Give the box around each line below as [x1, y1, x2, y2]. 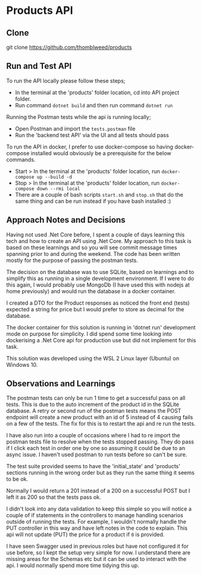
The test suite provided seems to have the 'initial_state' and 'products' [6, 463, 181, 470]
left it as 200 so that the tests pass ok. [6, 494, 101, 501]
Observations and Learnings [6, 378, 116, 389]
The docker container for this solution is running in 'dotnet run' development [6, 323, 196, 331]
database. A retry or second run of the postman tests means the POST [6, 407, 181, 415]
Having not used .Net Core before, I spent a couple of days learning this [6, 230, 185, 238]
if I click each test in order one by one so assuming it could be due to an [6, 445, 186, 452]
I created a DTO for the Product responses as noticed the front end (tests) [6, 299, 190, 307]
